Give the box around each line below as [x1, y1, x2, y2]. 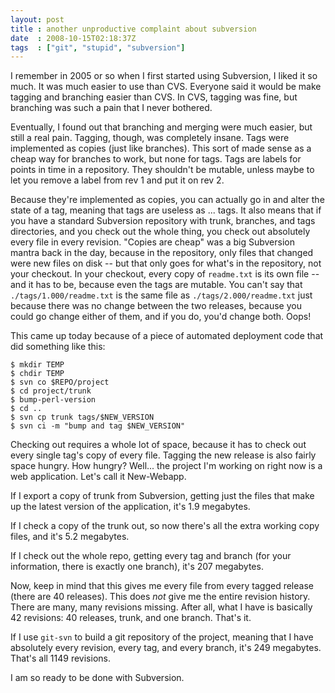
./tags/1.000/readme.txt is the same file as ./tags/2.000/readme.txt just [10, 289, 313, 301]
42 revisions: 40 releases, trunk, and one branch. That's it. [10, 612, 252, 624]
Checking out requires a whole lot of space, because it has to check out [10, 439, 307, 451]
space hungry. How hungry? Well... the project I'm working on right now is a [10, 460, 323, 472]
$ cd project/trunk [10, 386, 92, 396]
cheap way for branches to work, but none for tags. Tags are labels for [10, 153, 302, 165]
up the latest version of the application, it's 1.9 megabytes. [10, 501, 251, 513]
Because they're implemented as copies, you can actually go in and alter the [10, 194, 325, 206]
